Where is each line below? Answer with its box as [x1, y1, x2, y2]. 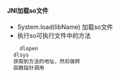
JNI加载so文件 [7, 6, 49, 14]
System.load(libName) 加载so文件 [17, 23, 114, 31]
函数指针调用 [13, 64, 45, 71]
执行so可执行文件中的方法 [17, 32, 91, 40]
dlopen [19, 45, 39, 52]
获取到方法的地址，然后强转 [13, 58, 81, 65]
